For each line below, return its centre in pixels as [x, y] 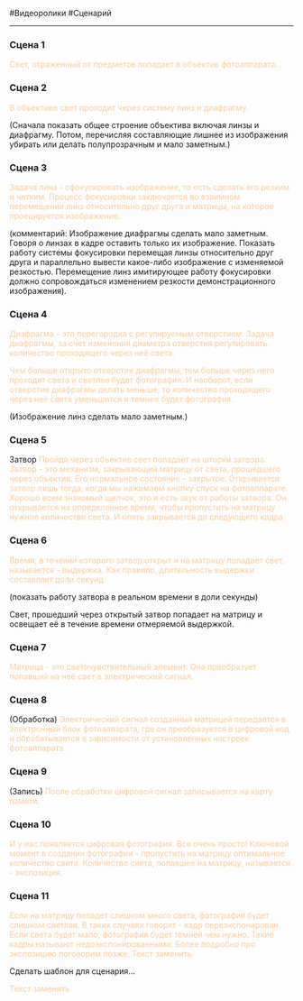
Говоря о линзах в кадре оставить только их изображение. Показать [142, 243]
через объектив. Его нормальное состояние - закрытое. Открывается [145, 479]
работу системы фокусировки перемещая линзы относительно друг [142, 253]
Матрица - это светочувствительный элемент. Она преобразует [133, 667]
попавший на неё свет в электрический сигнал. [101, 676]
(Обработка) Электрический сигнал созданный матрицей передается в [148, 720]
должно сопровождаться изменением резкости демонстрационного [143, 281]
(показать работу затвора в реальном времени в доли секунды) [134, 597]
